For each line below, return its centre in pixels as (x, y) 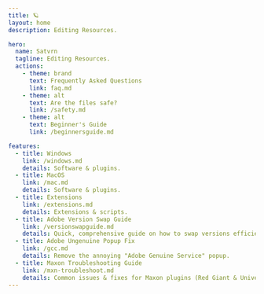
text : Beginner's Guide (68, 125)
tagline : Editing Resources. (63, 59)
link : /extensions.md (57, 204)
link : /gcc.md (45, 248)
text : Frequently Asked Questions (86, 81)
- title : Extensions (49, 197)
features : (24, 146)
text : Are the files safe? (73, 103)
